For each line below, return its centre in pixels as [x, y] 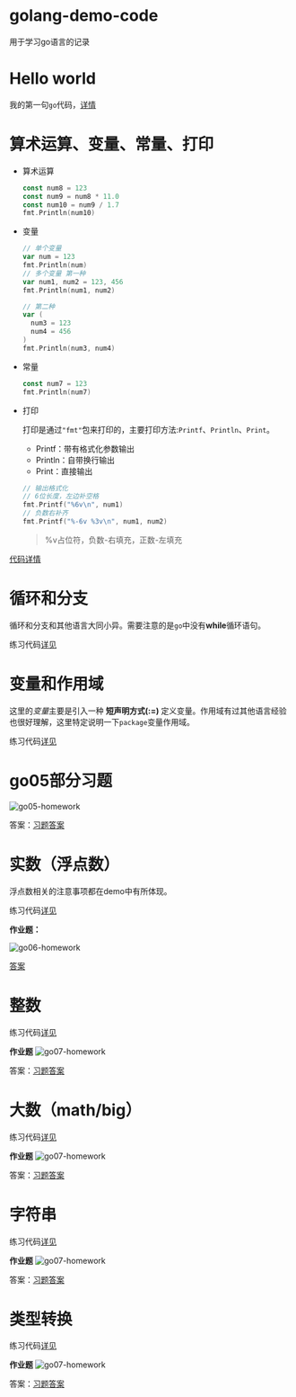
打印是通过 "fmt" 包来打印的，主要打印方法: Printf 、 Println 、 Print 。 [148, 429]
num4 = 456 [51, 332]
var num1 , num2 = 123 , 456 [73, 282]
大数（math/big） [75, 1110]
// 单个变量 [42, 248]
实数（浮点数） [65, 864]
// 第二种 [39, 307]
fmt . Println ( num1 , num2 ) [69, 290]
